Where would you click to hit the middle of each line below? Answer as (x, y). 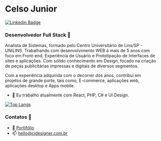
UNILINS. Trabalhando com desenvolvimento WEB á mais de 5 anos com (78, 51)
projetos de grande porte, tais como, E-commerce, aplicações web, (72, 80)
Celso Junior (31, 9)
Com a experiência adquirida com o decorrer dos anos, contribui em (73, 76)
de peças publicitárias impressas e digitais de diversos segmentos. (72, 66)
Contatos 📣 (18, 117)
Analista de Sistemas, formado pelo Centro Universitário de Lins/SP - (74, 46)
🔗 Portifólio (23, 127)
